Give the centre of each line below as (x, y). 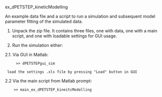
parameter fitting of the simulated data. (44, 21)
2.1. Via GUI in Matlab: (27, 55)
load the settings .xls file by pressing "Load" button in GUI (72, 72)
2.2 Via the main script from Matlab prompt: (48, 81)
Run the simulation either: (37, 45)
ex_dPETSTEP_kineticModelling (37, 7)
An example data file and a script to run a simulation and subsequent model (80, 16)
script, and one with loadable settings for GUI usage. (64, 36)
